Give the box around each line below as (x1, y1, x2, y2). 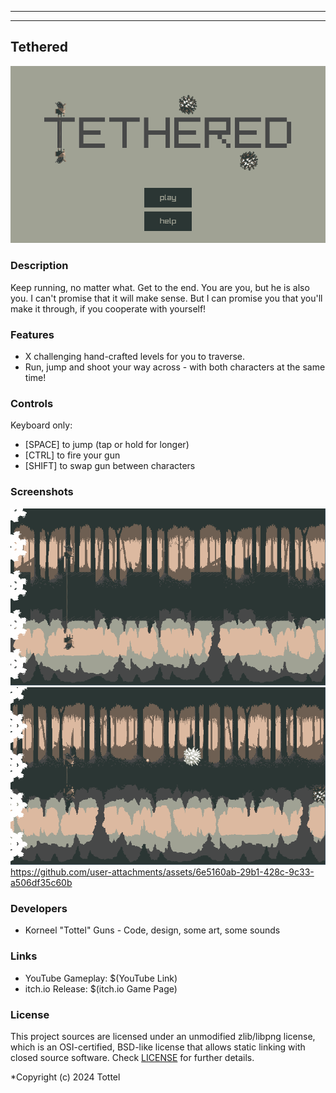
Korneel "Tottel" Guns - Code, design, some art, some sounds (24, 924, 281, 936)
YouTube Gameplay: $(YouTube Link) (24, 972, 178, 984)
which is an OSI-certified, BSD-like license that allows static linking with (10, 1041, 306, 1053)
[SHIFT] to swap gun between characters (24, 460, 196, 472)
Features (10, 327, 55, 341)
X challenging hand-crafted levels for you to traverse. (24, 350, 246, 362)
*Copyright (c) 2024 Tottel (10, 1071, 121, 1083)
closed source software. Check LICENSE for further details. (10, 1051, 255, 1063)
